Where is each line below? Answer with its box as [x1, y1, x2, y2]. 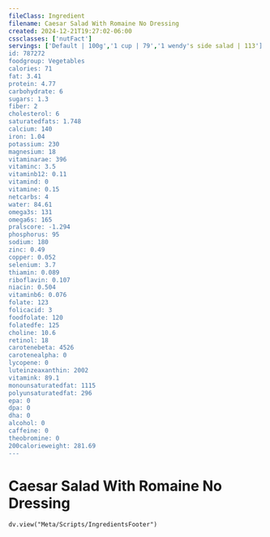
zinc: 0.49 [8, 246, 45, 254]
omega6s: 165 [8, 216, 53, 224]
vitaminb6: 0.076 [8, 291, 67, 299]
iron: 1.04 [8, 132, 45, 140]
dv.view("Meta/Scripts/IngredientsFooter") [8, 521, 158, 529]
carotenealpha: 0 [8, 351, 67, 359]
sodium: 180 [8, 238, 49, 247]
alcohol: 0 [8, 419, 45, 427]
